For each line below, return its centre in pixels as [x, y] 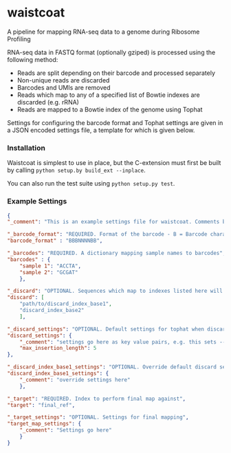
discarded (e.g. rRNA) [48, 102]
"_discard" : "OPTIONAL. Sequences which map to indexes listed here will [115, 291]
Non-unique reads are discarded [63, 80]
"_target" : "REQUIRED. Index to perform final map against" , [97, 399]
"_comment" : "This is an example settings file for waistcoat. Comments [113, 222]
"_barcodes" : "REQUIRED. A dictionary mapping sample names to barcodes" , [117, 253]
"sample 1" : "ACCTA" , [50, 266]
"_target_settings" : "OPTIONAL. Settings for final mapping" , [98, 417]
